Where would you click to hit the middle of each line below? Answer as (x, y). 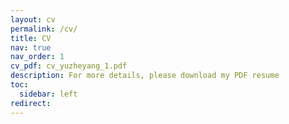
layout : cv (33, 19)
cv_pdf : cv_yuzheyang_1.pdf (69, 66)
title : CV (31, 38)
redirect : (31, 103)
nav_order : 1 (37, 57)
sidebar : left (48, 94)
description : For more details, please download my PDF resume (145, 76)
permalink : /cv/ (44, 29)
